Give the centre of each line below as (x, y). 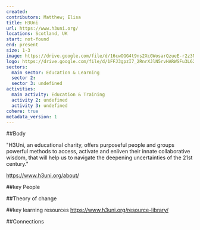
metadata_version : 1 (32, 116)
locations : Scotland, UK (37, 34)
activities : (21, 89)
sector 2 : (24, 78)
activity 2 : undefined (40, 100)
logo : (13, 61)
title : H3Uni (22, 23)
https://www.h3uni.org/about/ (43, 175)
